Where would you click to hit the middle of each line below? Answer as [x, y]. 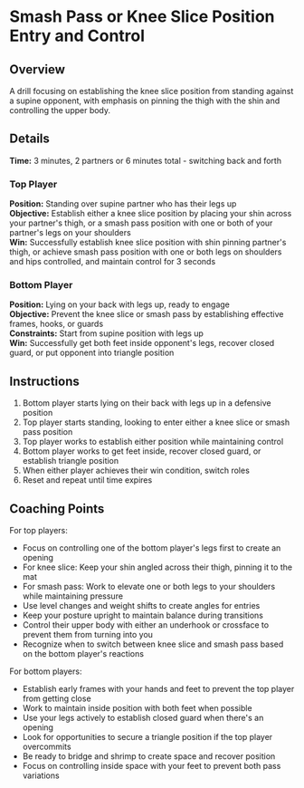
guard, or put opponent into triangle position [92, 353]
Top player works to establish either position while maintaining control [153, 442]
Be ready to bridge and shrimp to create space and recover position [149, 756]
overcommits [47, 747]
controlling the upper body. [60, 110]
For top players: [38, 531]
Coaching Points [57, 509]
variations [41, 775]
